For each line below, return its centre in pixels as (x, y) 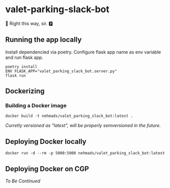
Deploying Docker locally (46, 142)
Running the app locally (44, 40)
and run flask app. (24, 57)
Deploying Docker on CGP (47, 169)
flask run (16, 75)
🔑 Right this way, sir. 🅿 (29, 23)
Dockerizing (25, 91)
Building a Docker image (36, 106)
